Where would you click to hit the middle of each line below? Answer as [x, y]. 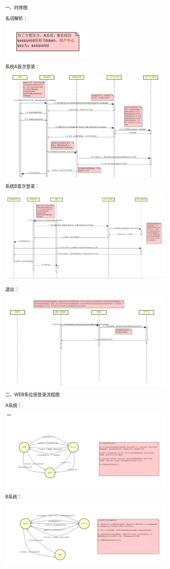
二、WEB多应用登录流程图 [32, 394]
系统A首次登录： [22, 66]
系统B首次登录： [22, 186]
